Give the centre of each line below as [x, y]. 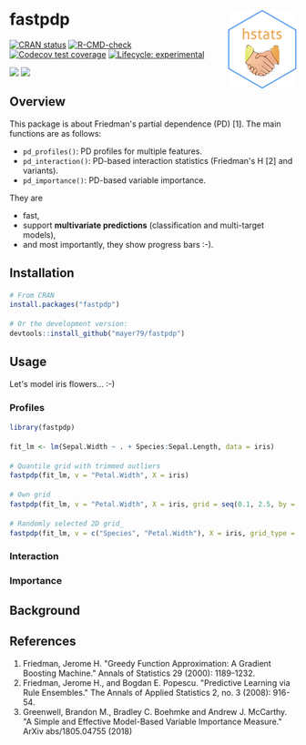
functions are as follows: [56, 133]
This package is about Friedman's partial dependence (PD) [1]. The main [145, 124]
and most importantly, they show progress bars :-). [118, 244]
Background [45, 610]
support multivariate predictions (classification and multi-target [143, 225]
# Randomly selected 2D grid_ [67, 524]
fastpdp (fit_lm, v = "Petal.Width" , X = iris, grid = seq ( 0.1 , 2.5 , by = [153, 505]
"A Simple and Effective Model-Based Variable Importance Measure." [152, 721]
